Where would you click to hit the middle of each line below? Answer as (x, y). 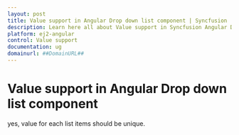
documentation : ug (34, 47)
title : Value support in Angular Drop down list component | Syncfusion (117, 21)
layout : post (27, 14)
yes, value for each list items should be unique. (76, 123)
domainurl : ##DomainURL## (46, 54)
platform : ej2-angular (41, 34)
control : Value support (43, 40)
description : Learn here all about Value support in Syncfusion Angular (117, 27)
